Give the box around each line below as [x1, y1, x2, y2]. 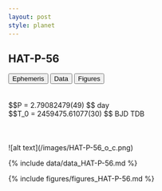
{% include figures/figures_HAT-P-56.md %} [8, 174, 155, 184]
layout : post [8, 13, 52, 21]
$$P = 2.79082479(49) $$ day [8, 101, 110, 110]
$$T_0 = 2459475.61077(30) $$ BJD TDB [8, 109, 145, 119]
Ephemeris [12, 74, 45, 83]
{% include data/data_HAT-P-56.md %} [8, 158, 138, 168]
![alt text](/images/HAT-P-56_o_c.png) [8, 143, 133, 153]
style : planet [8, 21, 56, 30]
